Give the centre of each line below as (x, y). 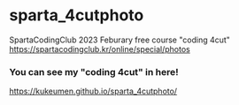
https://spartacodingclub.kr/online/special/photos (100, 49)
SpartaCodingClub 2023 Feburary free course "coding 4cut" (119, 40)
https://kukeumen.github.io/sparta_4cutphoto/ (93, 91)
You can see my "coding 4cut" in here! (94, 71)
